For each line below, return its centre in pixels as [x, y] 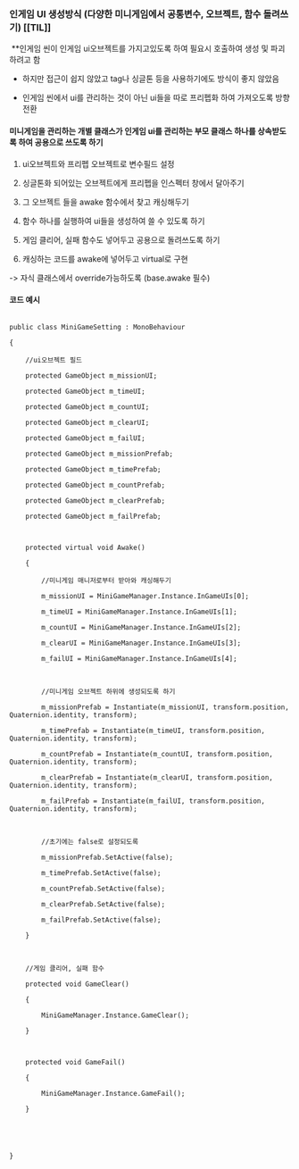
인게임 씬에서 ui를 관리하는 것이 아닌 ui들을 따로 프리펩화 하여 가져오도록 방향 [156, 98]
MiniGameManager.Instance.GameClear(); [116, 1015]
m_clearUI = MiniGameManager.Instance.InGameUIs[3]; [141, 643]
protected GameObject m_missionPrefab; [100, 454]
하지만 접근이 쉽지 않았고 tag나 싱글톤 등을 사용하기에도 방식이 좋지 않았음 [150, 79]
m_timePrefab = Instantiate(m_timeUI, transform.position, [154, 731]
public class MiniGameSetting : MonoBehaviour [97, 327]
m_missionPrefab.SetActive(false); [108, 857]
